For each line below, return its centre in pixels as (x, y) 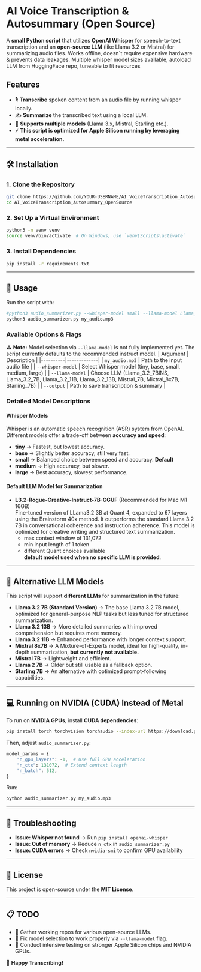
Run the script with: (30, 303)
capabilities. (30, 678)
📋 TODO (23, 915)
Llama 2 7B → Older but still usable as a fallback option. (83, 665)
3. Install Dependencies (41, 252)
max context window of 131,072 (63, 538)
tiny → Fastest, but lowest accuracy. (60, 447)
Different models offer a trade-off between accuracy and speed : (86, 435)
